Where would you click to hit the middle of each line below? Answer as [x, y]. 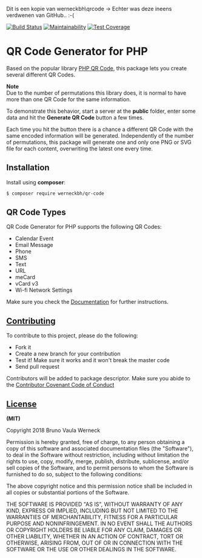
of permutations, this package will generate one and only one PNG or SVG [99, 142]
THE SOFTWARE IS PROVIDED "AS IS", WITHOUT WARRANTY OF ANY [95, 504]
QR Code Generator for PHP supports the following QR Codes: [84, 227]
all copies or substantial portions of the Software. [68, 492]
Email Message [34, 245]
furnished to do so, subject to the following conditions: [74, 474]
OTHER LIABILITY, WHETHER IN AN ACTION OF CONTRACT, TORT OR [95, 537]
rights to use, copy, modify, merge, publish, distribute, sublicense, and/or [98, 462]
